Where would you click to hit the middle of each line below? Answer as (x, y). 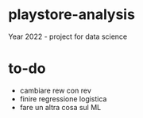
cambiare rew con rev (55, 90)
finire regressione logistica (63, 99)
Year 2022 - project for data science (68, 36)
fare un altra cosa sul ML (60, 107)
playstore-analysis (71, 15)
